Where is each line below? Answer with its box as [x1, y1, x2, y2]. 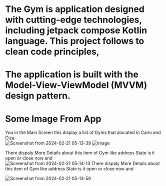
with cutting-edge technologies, [5, 14, 142, 25]
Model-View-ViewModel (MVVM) [5, 79, 147, 91]
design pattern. [5, 90, 71, 101]
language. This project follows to [5, 35, 144, 47]
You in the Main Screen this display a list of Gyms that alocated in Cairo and [5, 129, 161, 135]
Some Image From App [5, 113, 101, 124]
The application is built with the [5, 69, 138, 80]
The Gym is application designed [5, 3, 145, 15]
